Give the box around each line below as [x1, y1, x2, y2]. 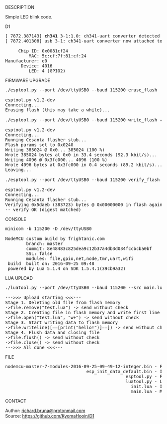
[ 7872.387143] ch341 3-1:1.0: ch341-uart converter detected [5, 33, 160, 39]
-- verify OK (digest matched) [5, 207, 82, 212]
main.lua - [131, 389, 158, 394]
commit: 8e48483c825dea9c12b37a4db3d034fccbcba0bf [26, 246, 153, 251]
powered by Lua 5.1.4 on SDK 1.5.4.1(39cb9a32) [7, 266, 126, 271]
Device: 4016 [20, 63, 53, 69]
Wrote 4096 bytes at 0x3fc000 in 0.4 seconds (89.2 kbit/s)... [5, 162, 163, 168]
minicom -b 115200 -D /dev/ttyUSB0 [5, 226, 92, 231]
